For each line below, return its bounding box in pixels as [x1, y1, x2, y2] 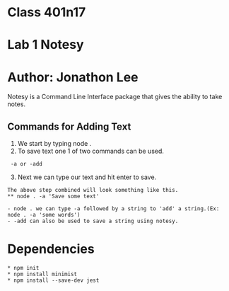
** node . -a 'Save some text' [7, 193, 100, 200]
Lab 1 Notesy [7, 37, 84, 53]
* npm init [7, 265, 40, 272]
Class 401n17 [7, 4, 86, 21]
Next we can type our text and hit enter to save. [17, 173, 157, 181]
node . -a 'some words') [7, 212, 81, 219]
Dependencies [7, 241, 95, 257]
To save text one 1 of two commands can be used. [17, 147, 165, 156]
